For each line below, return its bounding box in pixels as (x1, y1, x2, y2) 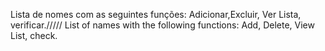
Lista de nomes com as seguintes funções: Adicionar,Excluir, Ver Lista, (10, 9, 302, 20)
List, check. (10, 30, 58, 41)
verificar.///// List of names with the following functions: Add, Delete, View (10, 19, 315, 31)
